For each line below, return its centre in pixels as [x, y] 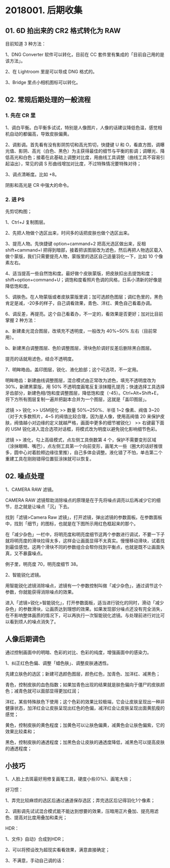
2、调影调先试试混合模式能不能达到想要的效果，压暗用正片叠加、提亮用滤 [82, 811]
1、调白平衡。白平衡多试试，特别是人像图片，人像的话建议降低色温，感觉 [81, 128]
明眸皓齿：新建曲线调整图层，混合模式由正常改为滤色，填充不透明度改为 [80, 380]
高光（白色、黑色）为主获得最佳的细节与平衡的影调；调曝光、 [96, 151]
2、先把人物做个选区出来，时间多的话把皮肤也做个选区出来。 [69, 233]
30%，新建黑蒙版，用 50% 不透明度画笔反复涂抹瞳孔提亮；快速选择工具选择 [85, 386]
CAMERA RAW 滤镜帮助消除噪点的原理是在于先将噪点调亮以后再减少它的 [81, 500]
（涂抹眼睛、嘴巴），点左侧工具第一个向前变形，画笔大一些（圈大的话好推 [82, 446]
